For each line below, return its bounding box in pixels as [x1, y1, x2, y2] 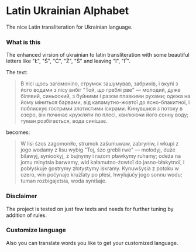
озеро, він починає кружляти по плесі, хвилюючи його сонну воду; [20, 111, 189, 118]
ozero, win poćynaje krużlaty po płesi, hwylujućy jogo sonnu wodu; [20, 171, 183, 178]
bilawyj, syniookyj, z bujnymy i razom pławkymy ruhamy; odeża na [20, 153, 181, 160]
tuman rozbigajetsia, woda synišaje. [20, 177, 107, 185]
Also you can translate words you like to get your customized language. [6, 239, 178, 246]
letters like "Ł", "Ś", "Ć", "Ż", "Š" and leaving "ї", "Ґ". [6, 57, 130, 65]
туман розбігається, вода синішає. [20, 118, 108, 125]
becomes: [6, 129, 30, 136]
